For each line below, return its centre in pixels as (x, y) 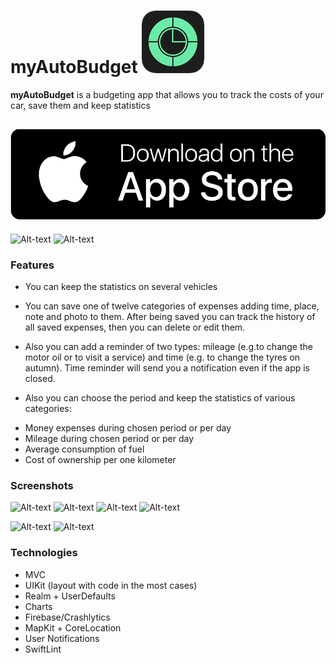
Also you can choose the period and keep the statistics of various (160, 398)
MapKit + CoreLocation (73, 627)
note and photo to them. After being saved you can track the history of (170, 317)
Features (32, 265)
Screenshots (42, 486)
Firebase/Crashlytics (67, 617)
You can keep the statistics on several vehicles (121, 287)
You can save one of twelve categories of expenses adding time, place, (172, 306)
